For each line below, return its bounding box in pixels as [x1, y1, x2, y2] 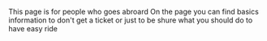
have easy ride [8, 24, 58, 33]
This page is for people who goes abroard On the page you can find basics [8, 7, 260, 16]
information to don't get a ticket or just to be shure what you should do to [8, 15, 253, 25]
